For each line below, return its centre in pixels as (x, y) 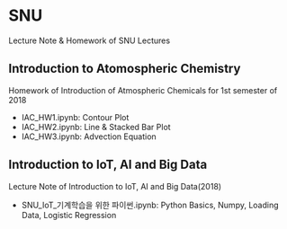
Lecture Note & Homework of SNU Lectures (90, 40)
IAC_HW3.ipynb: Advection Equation (89, 137)
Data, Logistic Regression (69, 215)
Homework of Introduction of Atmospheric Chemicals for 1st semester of (143, 90)
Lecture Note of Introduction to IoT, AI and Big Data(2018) (115, 186)
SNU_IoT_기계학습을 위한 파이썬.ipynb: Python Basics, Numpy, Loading (150, 205)
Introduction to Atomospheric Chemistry (125, 69)
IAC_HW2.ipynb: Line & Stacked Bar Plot (96, 127)
